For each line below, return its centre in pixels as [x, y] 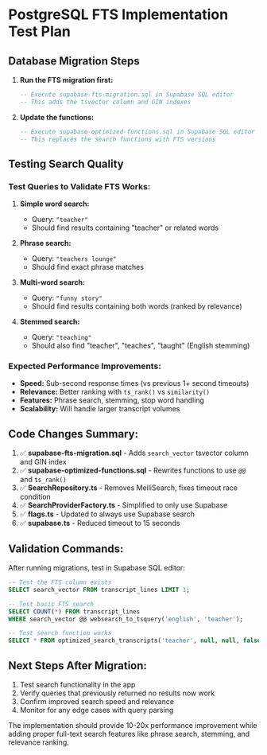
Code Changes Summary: [74, 434]
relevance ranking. [39, 742]
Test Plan [40, 31]
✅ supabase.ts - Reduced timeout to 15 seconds [100, 523]
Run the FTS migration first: [66, 80]
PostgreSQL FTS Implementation [118, 15]
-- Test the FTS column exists [60, 582]
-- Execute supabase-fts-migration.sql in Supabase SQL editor [127, 95]
